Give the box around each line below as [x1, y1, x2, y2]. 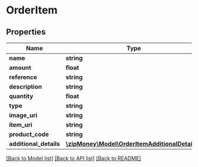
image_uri [9, 111, 38, 119]
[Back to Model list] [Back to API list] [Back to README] [6, 155, 141, 162]
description [9, 83, 42, 91]
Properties [6, 27, 46, 37]
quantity [9, 92, 34, 100]
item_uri [9, 121, 32, 129]
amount [9, 64, 31, 71]
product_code [9, 130, 49, 138]
